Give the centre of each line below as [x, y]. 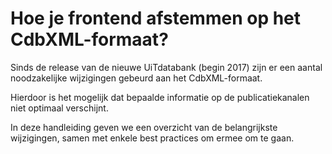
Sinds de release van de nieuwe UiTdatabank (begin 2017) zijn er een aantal [166, 67]
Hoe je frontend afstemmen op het [156, 18]
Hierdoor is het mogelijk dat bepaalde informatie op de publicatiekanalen [160, 97]
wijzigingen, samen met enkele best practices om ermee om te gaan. [152, 138]
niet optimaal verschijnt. [59, 108]
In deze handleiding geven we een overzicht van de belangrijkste [144, 127]
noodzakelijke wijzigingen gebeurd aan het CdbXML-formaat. [136, 78]
